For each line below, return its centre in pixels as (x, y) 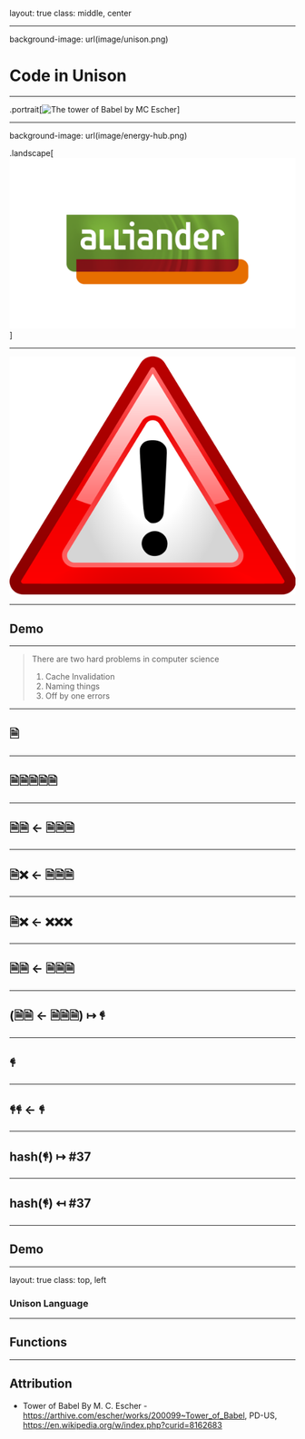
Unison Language (49, 1303)
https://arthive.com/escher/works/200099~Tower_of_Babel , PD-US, (150, 1415)
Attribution (41, 1384)
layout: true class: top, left (58, 1279)
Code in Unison (68, 76)
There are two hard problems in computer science (125, 659)
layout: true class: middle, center (70, 13)
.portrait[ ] (94, 109)
